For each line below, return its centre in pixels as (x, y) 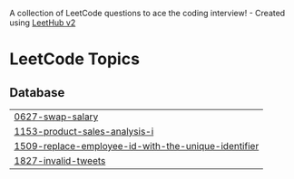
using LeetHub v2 (43, 23)
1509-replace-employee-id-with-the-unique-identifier (137, 146)
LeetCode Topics (75, 59)
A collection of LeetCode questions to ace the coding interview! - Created (147, 13)
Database (37, 93)
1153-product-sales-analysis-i (84, 132)
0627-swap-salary (56, 117)
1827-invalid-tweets (60, 160)
